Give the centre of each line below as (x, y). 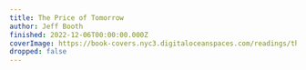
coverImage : (32, 43)
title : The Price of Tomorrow (67, 18)
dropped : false (38, 52)
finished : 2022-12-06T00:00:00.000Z (79, 35)
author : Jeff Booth (46, 26)
